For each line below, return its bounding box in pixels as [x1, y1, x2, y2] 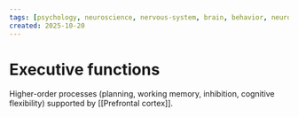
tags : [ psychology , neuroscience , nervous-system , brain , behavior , [9, 12, 268, 22]
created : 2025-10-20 [9, 21, 86, 30]
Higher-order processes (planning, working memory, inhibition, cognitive [9, 89, 275, 99]
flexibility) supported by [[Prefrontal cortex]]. [9, 98, 174, 109]
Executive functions [9, 59, 161, 80]
